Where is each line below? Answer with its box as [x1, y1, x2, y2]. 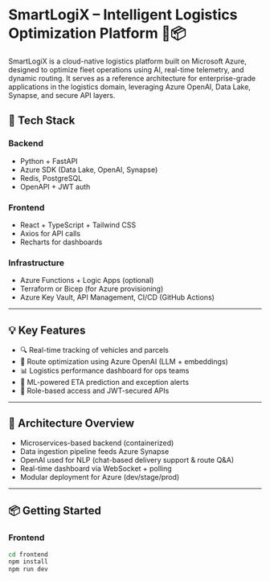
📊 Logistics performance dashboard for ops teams [19, 366, 190, 375]
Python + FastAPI [19, 156, 78, 166]
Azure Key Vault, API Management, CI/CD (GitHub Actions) [19, 293, 215, 302]
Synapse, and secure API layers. [8, 90, 116, 100]
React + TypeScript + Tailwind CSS [19, 219, 137, 230]
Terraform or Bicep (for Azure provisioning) [19, 284, 164, 294]
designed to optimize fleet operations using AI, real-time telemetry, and [8, 64, 244, 74]
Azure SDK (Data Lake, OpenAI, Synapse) [19, 165, 158, 174]
